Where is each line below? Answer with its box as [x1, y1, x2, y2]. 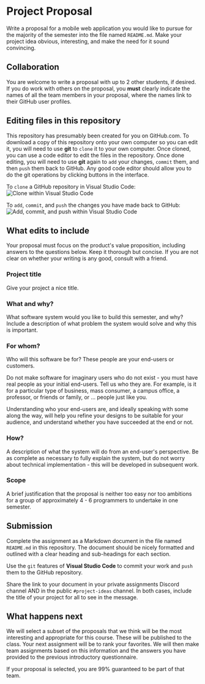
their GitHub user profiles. [6, 98, 72, 105]
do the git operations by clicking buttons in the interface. [6, 171, 149, 179]
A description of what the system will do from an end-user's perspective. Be [6, 448, 199, 455]
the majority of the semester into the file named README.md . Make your [6, 31, 182, 38]
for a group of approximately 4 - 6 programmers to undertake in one [6, 496, 179, 504]
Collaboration [6, 62, 59, 72]
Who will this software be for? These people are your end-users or [6, 356, 174, 363]
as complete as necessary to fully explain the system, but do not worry [6, 454, 185, 461]
